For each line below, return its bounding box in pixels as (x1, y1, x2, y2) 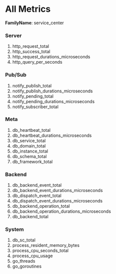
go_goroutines (12, 263, 42, 270)
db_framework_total (12, 158, 53, 164)
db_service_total (12, 137, 46, 144)
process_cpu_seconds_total (12, 248, 69, 254)
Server (5, 32, 22, 39)
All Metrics (5, 3, 51, 15)
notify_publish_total (12, 82, 52, 88)
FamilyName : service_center (5, 20, 64, 26)
